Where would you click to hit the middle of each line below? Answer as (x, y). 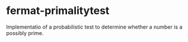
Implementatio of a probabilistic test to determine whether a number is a (94, 27)
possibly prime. (25, 33)
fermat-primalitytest (58, 11)
